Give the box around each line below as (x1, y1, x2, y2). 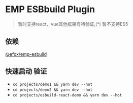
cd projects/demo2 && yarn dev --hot (12, 87, 93, 92)
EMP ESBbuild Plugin (5, 4, 95, 15)
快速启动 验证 (5, 67, 47, 76)
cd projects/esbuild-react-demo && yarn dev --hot (12, 92, 122, 97)
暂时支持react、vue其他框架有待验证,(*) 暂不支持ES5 (17, 21, 128, 27)
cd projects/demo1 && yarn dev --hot (12, 82, 93, 87)
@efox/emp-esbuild (5, 51, 47, 57)
